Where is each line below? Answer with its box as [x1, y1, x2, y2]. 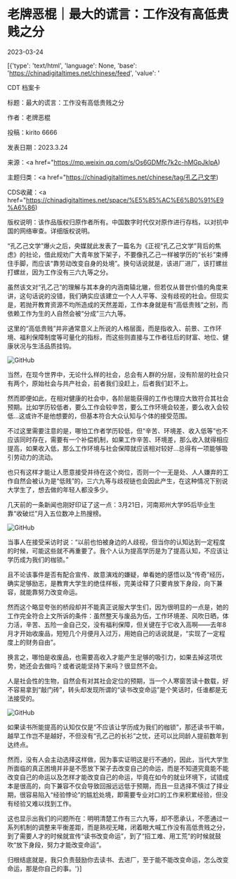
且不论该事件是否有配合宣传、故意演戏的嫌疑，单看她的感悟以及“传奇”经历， [7, 570, 228, 579]
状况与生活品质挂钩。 [13, 342, 75, 350]
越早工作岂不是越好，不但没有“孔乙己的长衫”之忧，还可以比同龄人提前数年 [7, 731, 223, 740]
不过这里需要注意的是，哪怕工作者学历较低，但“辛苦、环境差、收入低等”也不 [7, 426, 228, 435]
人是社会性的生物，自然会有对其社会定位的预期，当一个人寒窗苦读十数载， [7, 676, 223, 685]
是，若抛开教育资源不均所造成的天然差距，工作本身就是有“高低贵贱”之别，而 [7, 300, 228, 309]
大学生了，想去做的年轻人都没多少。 [7, 485, 112, 494]
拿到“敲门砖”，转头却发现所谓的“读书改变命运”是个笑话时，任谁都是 [25, 685, 221, 693]
